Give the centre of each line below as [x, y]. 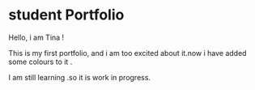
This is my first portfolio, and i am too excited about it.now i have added [127, 53]
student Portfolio [66, 15]
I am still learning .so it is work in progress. [80, 77]
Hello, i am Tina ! [36, 37]
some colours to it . [40, 62]
